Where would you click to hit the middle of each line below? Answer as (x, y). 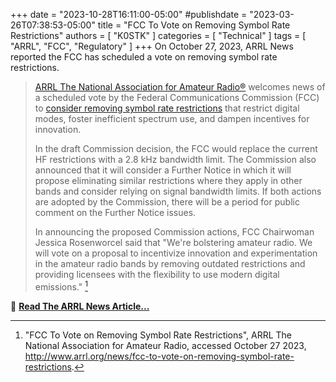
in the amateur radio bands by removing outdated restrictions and (170, 263)
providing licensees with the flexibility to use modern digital (157, 274)
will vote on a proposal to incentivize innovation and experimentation (176, 253)
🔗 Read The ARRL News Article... (80, 306)
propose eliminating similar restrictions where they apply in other (168, 180)
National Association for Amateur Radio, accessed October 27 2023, (165, 345)
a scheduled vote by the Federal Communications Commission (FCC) (177, 97)
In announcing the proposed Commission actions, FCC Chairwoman (174, 232)
